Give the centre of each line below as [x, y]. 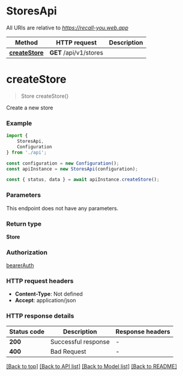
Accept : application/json [45, 300]
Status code [27, 332]
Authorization [27, 252]
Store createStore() [45, 96]
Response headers [143, 332]
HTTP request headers [40, 281]
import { [17, 136]
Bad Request [68, 351]
